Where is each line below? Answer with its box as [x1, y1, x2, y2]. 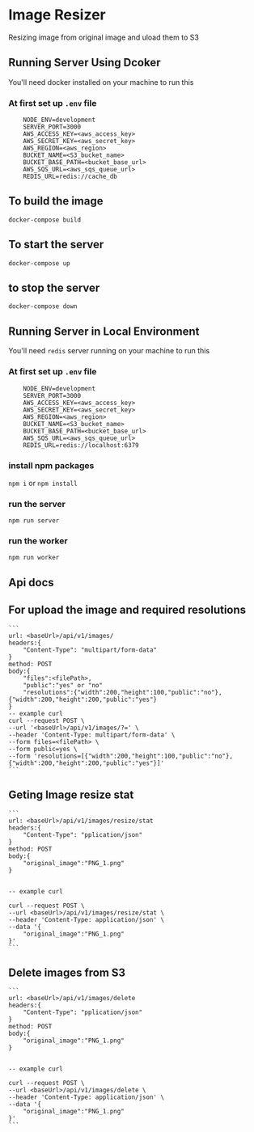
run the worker [8, 535, 68, 547]
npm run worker [8, 554, 60, 562]
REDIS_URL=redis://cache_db [23, 172, 117, 181]
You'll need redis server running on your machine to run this [8, 346, 210, 356]
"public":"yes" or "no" [23, 681, 104, 689]
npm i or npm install [8, 478, 78, 488]
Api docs [8, 576, 54, 589]
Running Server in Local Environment [8, 324, 200, 338]
